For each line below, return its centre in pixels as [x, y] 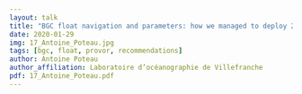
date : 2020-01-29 [42, 34]
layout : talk [34, 17]
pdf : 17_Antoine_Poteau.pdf [62, 76]
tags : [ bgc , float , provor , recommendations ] [96, 51]
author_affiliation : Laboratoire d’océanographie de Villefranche [136, 68]
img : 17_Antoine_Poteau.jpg [62, 43]
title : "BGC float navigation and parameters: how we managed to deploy [148, 26]
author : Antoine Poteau [54, 59]
